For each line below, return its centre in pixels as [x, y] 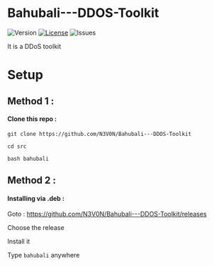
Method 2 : [32, 181]
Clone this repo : [32, 119]
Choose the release [36, 228]
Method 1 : [31, 101]
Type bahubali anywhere [44, 255]
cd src [17, 146]
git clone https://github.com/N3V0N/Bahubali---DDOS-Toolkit [100, 134]
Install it [19, 241]
